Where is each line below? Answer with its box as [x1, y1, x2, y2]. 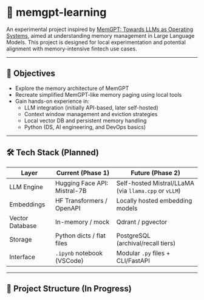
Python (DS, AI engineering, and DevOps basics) [24, 123, 146, 130]
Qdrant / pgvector [116, 217, 168, 226]
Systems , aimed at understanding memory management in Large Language [6, 32, 195, 39]
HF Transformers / [55, 196, 108, 204]
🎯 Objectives [6, 68, 56, 78]
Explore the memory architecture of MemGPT [15, 85, 129, 92]
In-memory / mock [55, 217, 110, 226]
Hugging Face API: [55, 179, 109, 187]
